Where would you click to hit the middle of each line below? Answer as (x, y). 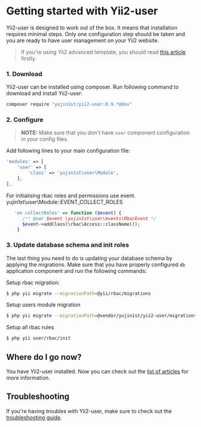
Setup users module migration (43, 305)
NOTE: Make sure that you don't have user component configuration (105, 133)
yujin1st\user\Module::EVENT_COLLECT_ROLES (65, 202)
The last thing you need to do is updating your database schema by (89, 258)
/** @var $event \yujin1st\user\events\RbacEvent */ (89, 218)
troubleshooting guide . (34, 417)
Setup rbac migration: (33, 282)
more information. (28, 378)
